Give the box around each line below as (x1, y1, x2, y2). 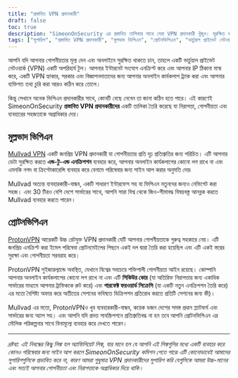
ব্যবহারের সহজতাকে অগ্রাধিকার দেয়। (8, 110, 80, 119)
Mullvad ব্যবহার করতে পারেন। (8, 195, 76, 203)
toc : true (8, 23, 37, 30)
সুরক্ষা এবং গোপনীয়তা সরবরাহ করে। (8, 251, 80, 259)
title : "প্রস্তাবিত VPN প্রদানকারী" (8, 10, 80, 18)
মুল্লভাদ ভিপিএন (8, 131, 53, 143)
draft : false (8, 17, 46, 24)
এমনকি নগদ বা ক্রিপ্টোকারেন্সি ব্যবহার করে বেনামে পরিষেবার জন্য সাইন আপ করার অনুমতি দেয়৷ (8, 165, 191, 174)
